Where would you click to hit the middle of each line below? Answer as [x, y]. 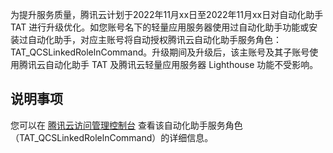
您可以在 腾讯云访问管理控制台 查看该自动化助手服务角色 [126, 125]
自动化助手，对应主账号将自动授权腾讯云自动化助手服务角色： [154, 39]
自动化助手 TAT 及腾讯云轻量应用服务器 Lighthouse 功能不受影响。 [181, 64]
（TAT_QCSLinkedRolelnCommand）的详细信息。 [112, 137]
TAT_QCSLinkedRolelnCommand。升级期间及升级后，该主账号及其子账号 [160, 52]
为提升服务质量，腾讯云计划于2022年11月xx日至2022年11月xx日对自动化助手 [167, 14]
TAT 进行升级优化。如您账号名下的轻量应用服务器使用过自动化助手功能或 [160, 27]
